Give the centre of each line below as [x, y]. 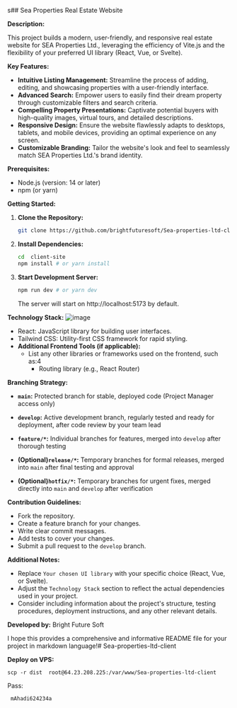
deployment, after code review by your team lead [89, 424]
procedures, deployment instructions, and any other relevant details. [117, 610]
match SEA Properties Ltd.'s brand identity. [80, 155]
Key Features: [28, 66]
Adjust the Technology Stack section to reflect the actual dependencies [121, 588]
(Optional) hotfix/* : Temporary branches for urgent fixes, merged [114, 481]
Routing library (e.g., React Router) [89, 368]
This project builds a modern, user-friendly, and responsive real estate [110, 37]
